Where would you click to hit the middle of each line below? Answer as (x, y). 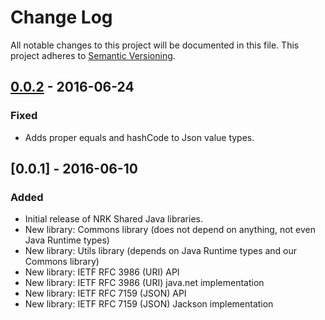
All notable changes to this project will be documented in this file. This (155, 45)
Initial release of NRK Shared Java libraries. (113, 219)
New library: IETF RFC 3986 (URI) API (102, 272)
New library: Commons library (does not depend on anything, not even (170, 230)
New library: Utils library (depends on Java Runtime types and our (161, 251)
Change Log (61, 17)
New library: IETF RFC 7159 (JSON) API (105, 293)
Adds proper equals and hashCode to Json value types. (139, 137)
